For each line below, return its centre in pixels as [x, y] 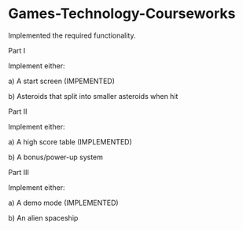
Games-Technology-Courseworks [122, 14]
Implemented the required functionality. [72, 35]
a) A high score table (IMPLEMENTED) [70, 141]
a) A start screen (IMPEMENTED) [62, 81]
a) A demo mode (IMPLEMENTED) [64, 203]
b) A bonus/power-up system [56, 157]
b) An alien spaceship [43, 217]
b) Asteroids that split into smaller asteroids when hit [93, 96]
